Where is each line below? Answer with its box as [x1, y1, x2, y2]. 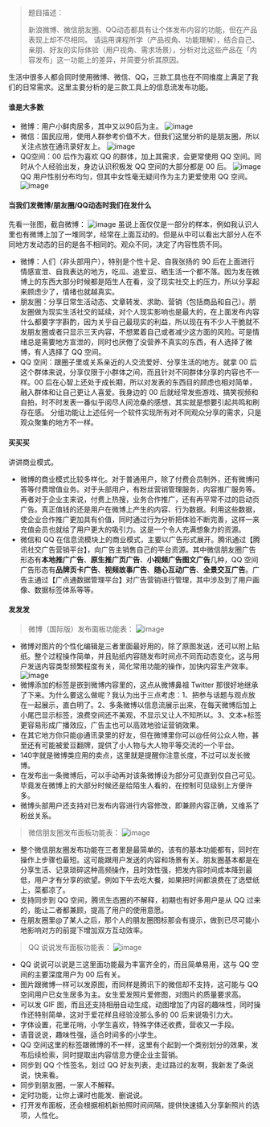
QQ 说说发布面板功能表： [27, 942, 112, 952]
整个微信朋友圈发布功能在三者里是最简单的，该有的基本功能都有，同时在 [19, 845, 260, 854]
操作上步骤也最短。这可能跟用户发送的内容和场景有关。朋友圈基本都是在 [19, 854, 260, 864]
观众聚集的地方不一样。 [19, 417, 98, 427]
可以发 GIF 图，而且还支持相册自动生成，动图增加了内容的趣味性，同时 [19, 999, 255, 1009]
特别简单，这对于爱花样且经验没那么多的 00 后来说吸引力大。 [34, 1010, 238, 1019]
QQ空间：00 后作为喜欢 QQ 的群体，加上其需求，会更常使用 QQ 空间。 [19, 152, 255, 162]
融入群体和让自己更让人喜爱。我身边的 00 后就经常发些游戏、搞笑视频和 [19, 388, 259, 397]
